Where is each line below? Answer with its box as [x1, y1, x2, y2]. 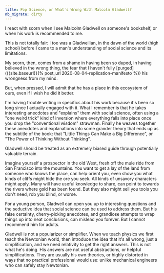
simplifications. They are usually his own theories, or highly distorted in [5, 251, 148, 257]
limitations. [5, 50, 27, 56]
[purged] [116, 65, 134, 71]
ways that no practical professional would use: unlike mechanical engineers [5, 257, 157, 263]
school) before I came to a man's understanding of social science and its [5, 45, 152, 51]
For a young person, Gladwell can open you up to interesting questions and [5, 201, 156, 206]
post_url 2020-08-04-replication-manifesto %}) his [44, 70, 148, 76]
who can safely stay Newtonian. [5, 262, 69, 268]
